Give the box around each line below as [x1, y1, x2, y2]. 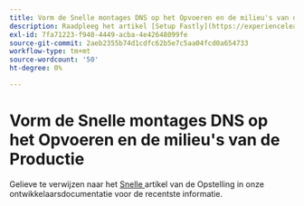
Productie [9, 149, 85, 170]
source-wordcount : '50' [9, 55, 100, 64]
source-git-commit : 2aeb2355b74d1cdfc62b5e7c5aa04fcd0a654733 [9, 38, 249, 48]
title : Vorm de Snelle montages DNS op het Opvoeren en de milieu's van [9, 13, 290, 23]
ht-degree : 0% [9, 64, 63, 73]
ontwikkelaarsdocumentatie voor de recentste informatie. [9, 188, 223, 199]
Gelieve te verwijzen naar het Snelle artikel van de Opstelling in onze [9, 178, 265, 190]
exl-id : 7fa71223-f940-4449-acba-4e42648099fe [9, 30, 188, 39]
